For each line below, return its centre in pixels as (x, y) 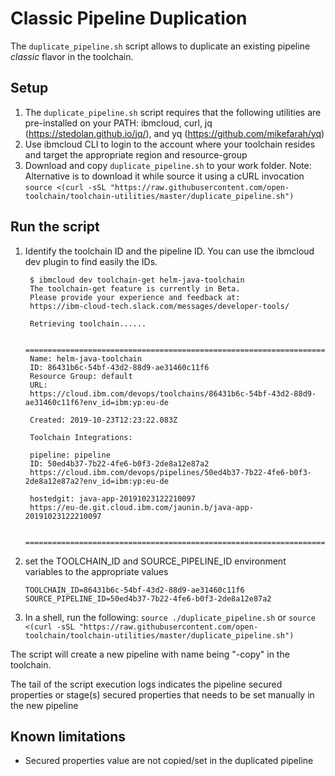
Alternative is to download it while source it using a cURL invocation (164, 176)
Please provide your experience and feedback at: (135, 297)
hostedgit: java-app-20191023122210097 (112, 498)
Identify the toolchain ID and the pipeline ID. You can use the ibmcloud (169, 251)
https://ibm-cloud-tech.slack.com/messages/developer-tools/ (159, 306)
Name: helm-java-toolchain (85, 358)
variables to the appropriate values (96, 571)
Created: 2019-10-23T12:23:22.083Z (103, 420)
